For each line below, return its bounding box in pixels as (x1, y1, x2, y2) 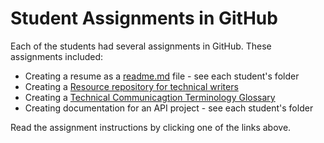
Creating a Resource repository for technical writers (24, 80, 239, 92)
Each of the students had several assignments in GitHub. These (10, 40, 272, 52)
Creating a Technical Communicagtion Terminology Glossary (24, 91, 276, 103)
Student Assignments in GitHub (10, 7, 278, 30)
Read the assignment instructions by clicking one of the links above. (10, 121, 292, 133)
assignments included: (10, 50, 104, 62)
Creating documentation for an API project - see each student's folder (24, 102, 314, 114)
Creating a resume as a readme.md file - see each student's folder (24, 70, 300, 82)
